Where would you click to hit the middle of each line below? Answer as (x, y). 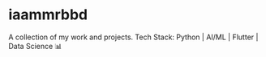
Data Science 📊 (35, 46)
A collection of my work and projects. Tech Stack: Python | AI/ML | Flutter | (133, 37)
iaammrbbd (48, 15)
